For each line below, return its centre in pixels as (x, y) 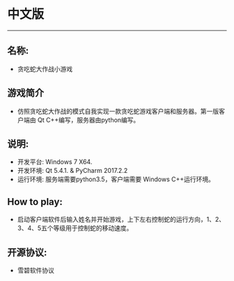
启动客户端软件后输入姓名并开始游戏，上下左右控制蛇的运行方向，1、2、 (121, 220)
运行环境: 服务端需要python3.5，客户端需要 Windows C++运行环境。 (116, 179)
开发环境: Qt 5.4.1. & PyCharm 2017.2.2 (72, 171)
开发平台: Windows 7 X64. (55, 162)
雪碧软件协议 (36, 270)
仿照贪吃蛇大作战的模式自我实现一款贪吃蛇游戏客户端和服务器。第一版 (118, 111)
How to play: (35, 202)
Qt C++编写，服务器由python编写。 (88, 120)
